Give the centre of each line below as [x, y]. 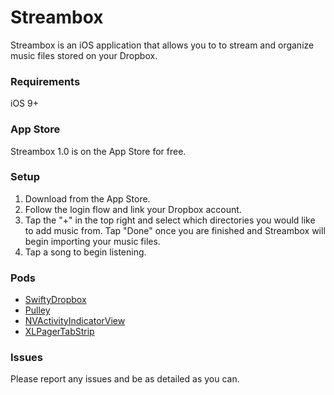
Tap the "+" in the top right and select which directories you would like [170, 220]
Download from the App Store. [87, 198]
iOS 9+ [24, 103]
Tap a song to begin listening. [85, 252]
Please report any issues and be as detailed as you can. [125, 379]
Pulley [37, 310]
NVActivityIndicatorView [75, 321]
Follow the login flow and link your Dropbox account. [133, 209]
